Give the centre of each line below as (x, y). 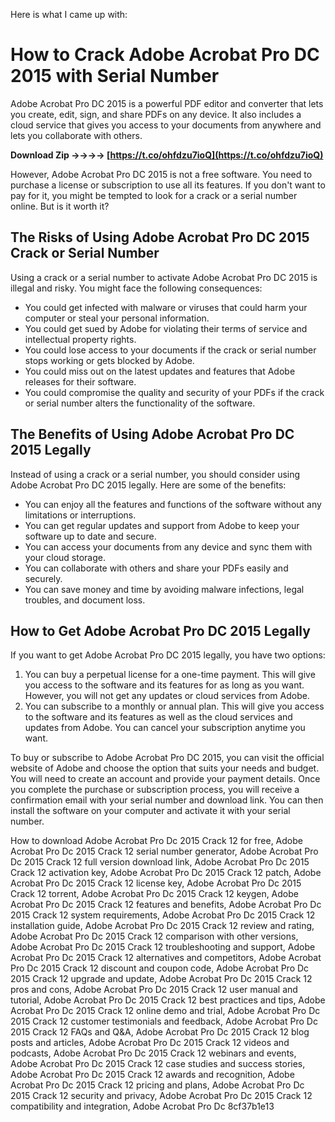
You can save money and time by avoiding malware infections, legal (164, 589)
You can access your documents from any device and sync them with (168, 546)
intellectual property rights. (80, 339)
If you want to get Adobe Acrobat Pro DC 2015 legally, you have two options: (168, 655)
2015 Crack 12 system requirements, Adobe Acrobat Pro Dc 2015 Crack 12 (163, 915)
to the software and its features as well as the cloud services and (158, 717)
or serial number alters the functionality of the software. (140, 403)
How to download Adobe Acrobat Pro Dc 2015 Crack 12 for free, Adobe (156, 841)
